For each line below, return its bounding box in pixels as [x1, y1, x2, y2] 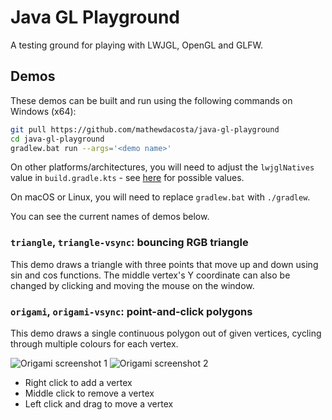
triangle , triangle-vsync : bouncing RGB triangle [10, 236, 249, 250]
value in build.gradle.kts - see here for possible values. [10, 172, 245, 184]
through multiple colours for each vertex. [10, 337, 179, 350]
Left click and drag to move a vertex [24, 397, 174, 410]
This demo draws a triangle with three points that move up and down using [10, 258, 319, 270]
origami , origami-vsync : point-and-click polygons [10, 304, 253, 318]
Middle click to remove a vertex [24, 387, 155, 399]
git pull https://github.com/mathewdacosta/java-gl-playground [10, 124, 280, 135]
